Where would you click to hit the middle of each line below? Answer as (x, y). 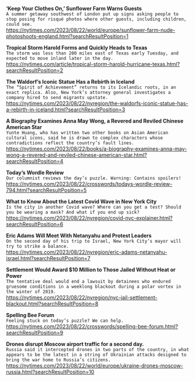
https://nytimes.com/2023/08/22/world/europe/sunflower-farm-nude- (91, 30)
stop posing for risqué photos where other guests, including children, (96, 19)
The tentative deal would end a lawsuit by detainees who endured (88, 281)
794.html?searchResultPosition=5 (46, 190)
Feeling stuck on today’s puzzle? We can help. (65, 321)
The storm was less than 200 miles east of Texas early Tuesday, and (93, 53)
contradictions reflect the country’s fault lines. (70, 143)
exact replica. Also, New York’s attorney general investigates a (88, 93)
